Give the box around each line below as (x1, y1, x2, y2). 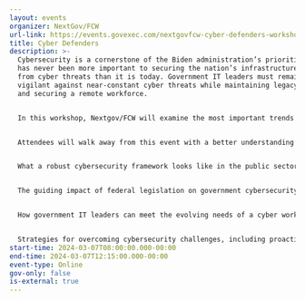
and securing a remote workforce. (17, 89, 148, 98)
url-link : (9, 30, 47, 39)
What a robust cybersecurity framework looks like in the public (17, 162, 271, 171)
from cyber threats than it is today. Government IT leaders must (17, 73, 274, 82)
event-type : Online (9, 260, 84, 269)
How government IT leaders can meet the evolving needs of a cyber (17, 210, 279, 220)
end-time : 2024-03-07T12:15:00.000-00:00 (9, 251, 169, 261)
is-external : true (9, 277, 79, 286)
